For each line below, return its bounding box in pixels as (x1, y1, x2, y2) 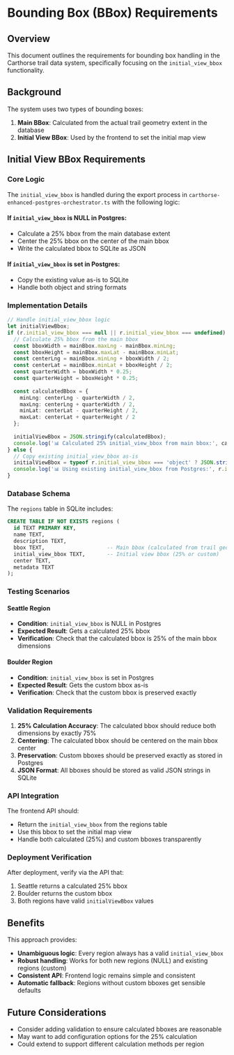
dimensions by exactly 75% (17, 729, 97, 737)
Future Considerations (7, 1006, 107, 1018)
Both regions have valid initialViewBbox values (17, 896, 155, 905)
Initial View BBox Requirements (7, 154, 146, 166)
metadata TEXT (13, 564, 54, 571)
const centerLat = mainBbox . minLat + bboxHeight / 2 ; (13, 362, 173, 369)
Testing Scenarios (7, 587, 70, 597)
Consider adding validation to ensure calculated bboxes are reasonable (17, 1025, 222, 1033)
